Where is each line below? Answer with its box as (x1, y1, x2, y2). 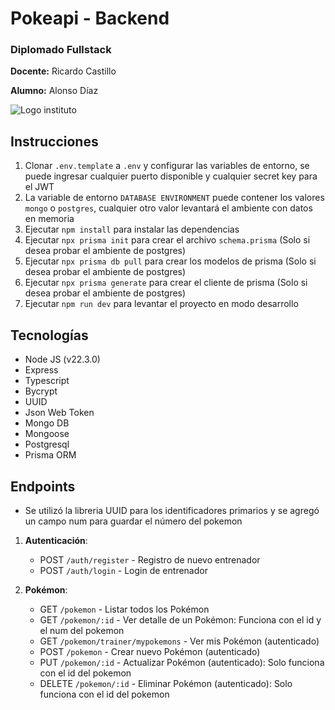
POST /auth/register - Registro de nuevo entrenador (39, 553, 261, 566)
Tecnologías (10, 327, 89, 344)
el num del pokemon (39, 624, 125, 636)
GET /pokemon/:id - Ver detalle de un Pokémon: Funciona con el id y (39, 613, 322, 626)
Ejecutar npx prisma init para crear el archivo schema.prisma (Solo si (24, 234, 311, 246)
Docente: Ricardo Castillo (10, 65, 117, 77)
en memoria (24, 213, 75, 225)
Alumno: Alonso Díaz (10, 85, 99, 97)
